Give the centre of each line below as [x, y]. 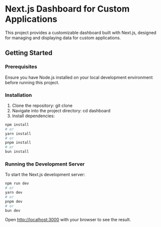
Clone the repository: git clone [42, 106]
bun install [17, 152]
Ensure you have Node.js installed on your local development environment [79, 77]
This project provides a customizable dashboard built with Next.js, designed [81, 32]
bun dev [13, 211]
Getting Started [29, 53]
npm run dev [17, 183]
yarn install [18, 134]
